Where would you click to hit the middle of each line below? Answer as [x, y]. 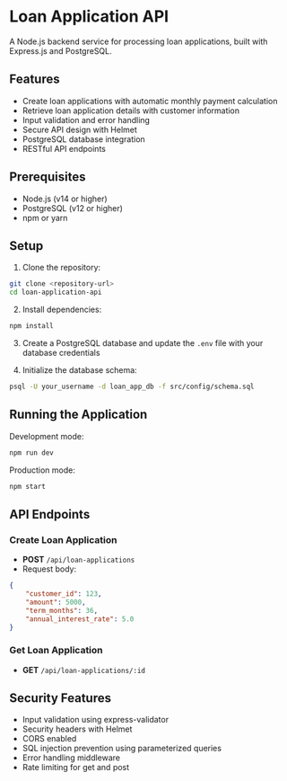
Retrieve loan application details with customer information [131, 111]
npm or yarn [45, 217]
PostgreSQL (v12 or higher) [73, 208]
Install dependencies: [62, 310]
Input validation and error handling [86, 120]
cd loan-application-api [56, 293]
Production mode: [43, 470]
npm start [28, 486]
